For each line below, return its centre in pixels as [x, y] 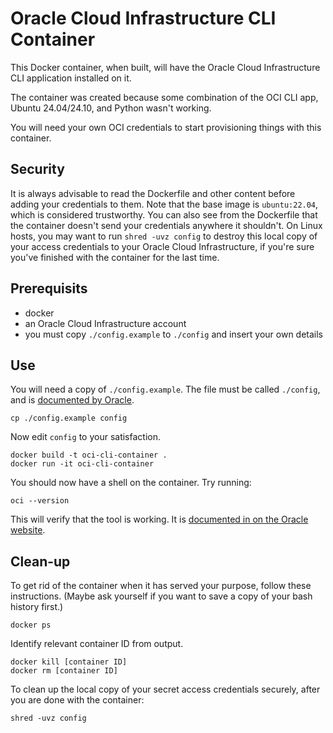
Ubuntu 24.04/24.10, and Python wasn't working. [111, 108]
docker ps [31, 625]
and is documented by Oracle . [72, 400]
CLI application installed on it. [71, 78]
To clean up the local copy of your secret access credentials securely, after [165, 689]
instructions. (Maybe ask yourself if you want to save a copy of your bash [161, 596]
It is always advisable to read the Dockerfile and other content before [153, 193]
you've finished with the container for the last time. [115, 257]
